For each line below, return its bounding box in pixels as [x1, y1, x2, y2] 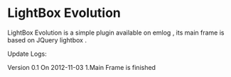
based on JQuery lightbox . [7, 35, 87, 44]
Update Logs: [7, 49, 48, 58]
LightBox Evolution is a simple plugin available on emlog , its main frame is [7, 28, 225, 37]
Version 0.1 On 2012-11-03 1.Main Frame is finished [7, 63, 156, 71]
